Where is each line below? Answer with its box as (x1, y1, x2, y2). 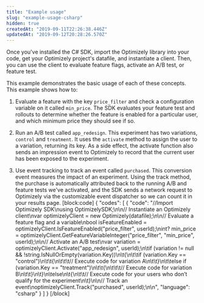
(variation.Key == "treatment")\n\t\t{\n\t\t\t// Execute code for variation (15, 264, 192, 271)
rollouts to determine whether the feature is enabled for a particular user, (15, 111, 198, 118)
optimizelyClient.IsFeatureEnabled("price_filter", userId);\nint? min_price (15, 225, 196, 232)
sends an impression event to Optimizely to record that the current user (15, 149, 195, 156)
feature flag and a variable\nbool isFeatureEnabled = (15, 219, 147, 226)
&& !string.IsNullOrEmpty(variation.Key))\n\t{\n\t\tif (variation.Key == (15, 251, 187, 258)
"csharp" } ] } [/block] (15, 290, 70, 298)
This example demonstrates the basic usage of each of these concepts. (6, 80, 187, 87)
